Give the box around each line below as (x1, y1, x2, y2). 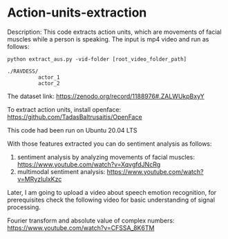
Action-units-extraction (7, 5, 147, 21)
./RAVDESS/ (7, 68, 39, 75)
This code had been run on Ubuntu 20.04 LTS (7, 126, 137, 134)
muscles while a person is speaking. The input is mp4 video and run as (7, 35, 209, 43)
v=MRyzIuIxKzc (17, 175, 62, 183)
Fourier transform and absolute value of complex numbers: (7, 216, 175, 224)
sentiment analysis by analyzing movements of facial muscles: (17, 153, 196, 161)
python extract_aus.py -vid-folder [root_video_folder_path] (7, 55, 187, 63)
